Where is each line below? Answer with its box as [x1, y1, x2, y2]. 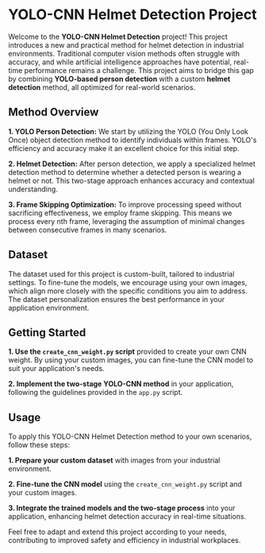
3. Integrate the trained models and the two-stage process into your [8, 503, 236, 513]
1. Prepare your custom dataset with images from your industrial [8, 455, 221, 466]
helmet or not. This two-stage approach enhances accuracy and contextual [8, 176, 255, 185]
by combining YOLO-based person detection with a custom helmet [8, 74, 231, 83]
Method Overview [8, 106, 99, 119]
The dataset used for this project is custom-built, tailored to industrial [8, 269, 235, 279]
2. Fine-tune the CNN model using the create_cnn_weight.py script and [8, 479, 242, 489]
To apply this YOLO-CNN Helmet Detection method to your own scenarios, [8, 431, 252, 442]
